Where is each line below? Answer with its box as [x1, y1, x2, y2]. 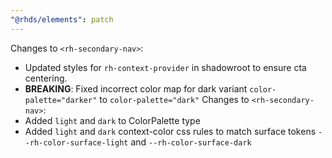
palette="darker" [24, 95, 98, 105]
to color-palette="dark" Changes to [99, 93, 250, 105]
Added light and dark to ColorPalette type [24, 114, 201, 126]
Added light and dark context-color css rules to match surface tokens [24, 125, 317, 137]
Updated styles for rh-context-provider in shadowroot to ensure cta [24, 61, 307, 73]
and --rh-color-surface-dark [130, 136, 252, 148]
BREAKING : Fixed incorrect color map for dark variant [24, 82, 248, 95]
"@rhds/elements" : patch [10, 14, 114, 25]
